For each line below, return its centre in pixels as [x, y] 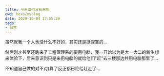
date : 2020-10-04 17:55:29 [32, 18]
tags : [10, 23]
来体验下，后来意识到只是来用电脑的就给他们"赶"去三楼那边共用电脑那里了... [82, 58]
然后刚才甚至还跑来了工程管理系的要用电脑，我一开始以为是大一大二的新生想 [82, 52]
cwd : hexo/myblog [23, 14]
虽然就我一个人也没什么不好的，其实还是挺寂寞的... [56, 42]
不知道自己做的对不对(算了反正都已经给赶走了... [53, 69]
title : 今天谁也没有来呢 [27, 9]
